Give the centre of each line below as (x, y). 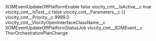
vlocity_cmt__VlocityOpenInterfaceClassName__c (55, 22)
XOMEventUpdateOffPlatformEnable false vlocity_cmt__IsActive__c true (78, 7)
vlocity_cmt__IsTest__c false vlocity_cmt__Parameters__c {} (65, 12)
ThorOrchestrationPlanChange (37, 33)
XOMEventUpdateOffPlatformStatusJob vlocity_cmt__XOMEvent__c (74, 28)
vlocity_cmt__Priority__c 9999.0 (37, 17)
